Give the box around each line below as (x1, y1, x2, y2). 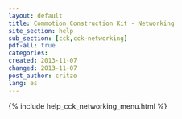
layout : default (8, 11, 63, 20)
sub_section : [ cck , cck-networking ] (8, 34, 128, 43)
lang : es (8, 79, 38, 87)
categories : (8, 49, 48, 57)
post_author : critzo (8, 72, 78, 80)
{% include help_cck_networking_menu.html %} (8, 101, 168, 111)
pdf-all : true (8, 42, 56, 50)
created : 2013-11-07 (8, 57, 78, 65)
